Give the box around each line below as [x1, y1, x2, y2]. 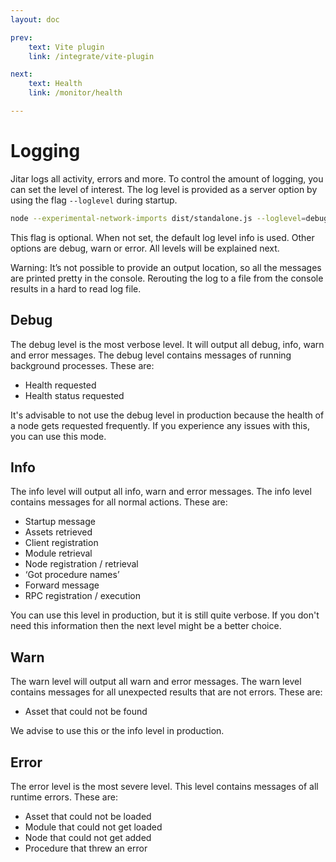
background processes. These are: [10, 359, 155, 371]
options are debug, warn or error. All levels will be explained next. [10, 242, 280, 254]
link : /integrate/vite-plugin [28, 51, 155, 61]
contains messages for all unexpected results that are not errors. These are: [10, 686, 323, 698]
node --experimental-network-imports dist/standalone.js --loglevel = [10, 213, 307, 223]
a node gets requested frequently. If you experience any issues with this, [10, 419, 310, 431]
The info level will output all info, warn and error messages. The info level [10, 486, 312, 498]
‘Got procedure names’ [24, 569, 120, 581]
